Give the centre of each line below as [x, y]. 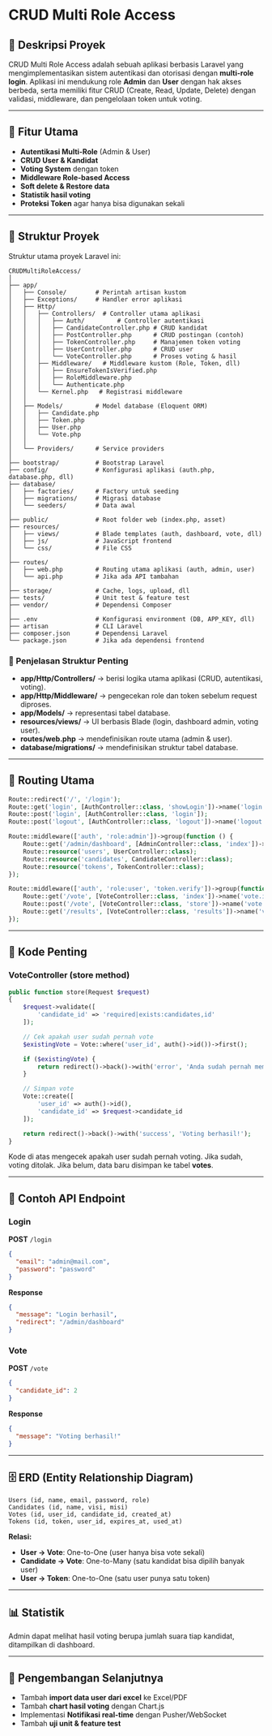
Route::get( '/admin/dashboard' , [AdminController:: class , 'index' [137, 844]
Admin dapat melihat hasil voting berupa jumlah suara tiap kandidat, [121, 1636]
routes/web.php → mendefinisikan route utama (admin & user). [126, 738]
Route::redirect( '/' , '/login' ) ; [65, 799]
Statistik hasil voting [55, 194]
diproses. [36, 704]
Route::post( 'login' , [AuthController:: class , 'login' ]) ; [108, 814]
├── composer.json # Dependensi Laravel [88, 633]
